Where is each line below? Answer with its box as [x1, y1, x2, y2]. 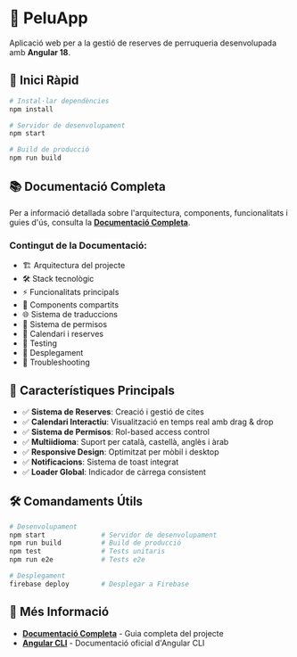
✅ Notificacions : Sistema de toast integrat [21, 456, 179, 467]
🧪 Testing [21, 338, 58, 349]
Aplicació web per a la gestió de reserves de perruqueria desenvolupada [9, 37, 277, 48]
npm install [9, 104, 54, 114]
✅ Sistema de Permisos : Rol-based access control [21, 426, 210, 437]
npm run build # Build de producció [9, 538, 181, 547]
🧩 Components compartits [21, 300, 119, 310]
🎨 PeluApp [9, 8, 88, 29]
